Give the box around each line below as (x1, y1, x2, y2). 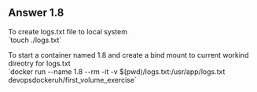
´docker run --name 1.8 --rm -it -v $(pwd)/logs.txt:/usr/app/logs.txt (8, 66, 226, 76)
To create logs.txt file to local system (8, 27, 128, 36)
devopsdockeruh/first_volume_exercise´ (8, 75, 138, 84)
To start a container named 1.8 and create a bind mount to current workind (8, 50, 249, 59)
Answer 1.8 (8, 6, 64, 19)
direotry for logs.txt (8, 58, 71, 68)
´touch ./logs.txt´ (8, 35, 62, 44)
